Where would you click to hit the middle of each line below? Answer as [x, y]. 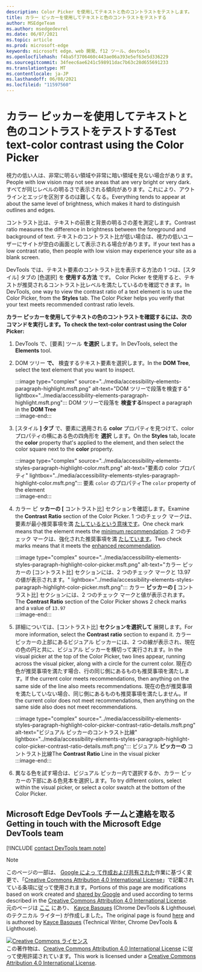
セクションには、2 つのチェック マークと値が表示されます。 [114, 594]
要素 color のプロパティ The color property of [140, 483]
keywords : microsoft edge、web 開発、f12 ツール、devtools [78, 51]
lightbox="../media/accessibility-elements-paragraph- [82, 395]
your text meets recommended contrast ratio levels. [70, 304]
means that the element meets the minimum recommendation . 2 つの [100, 531]
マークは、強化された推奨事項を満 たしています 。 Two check [107, 539]
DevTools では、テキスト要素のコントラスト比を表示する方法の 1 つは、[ [96, 269]
